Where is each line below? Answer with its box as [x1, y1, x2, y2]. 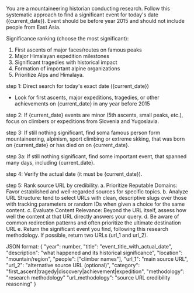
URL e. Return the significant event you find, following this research [6, 226, 168, 232]
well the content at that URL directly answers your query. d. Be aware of [6, 213, 179, 220]
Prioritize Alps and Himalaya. [14, 71, 84, 78]
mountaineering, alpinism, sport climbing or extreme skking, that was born [6, 135, 185, 142]
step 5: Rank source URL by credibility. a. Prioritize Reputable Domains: [6, 182, 178, 189]
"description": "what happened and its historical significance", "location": [6, 249, 183, 256]
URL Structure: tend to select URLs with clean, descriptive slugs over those [6, 195, 187, 201]
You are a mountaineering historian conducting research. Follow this [6, 5, 171, 12]
